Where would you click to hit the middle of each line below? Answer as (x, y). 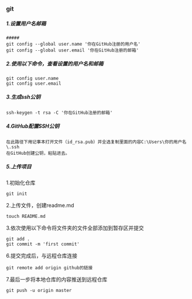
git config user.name (32, 78)
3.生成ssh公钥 (23, 97)
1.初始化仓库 (21, 182)
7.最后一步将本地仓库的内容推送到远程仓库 (57, 279)
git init (17, 194)
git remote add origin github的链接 (49, 267)
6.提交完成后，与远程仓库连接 (42, 255)
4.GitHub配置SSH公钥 (33, 126)
